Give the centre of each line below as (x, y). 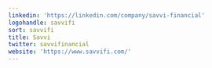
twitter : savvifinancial (49, 45)
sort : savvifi (31, 30)
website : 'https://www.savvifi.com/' (70, 52)
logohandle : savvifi (42, 23)
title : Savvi (29, 37)
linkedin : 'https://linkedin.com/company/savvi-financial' (107, 15)
